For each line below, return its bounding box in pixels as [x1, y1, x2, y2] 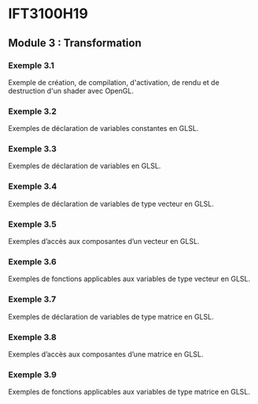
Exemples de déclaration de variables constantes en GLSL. [8, 124, 199, 133]
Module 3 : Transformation [8, 36, 142, 50]
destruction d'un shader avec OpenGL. [8, 86, 135, 95]
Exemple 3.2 [8, 106, 57, 117]
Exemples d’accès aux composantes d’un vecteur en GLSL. [8, 237, 200, 246]
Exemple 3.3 [8, 144, 57, 155]
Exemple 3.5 [8, 219, 57, 230]
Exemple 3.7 [8, 294, 57, 305]
